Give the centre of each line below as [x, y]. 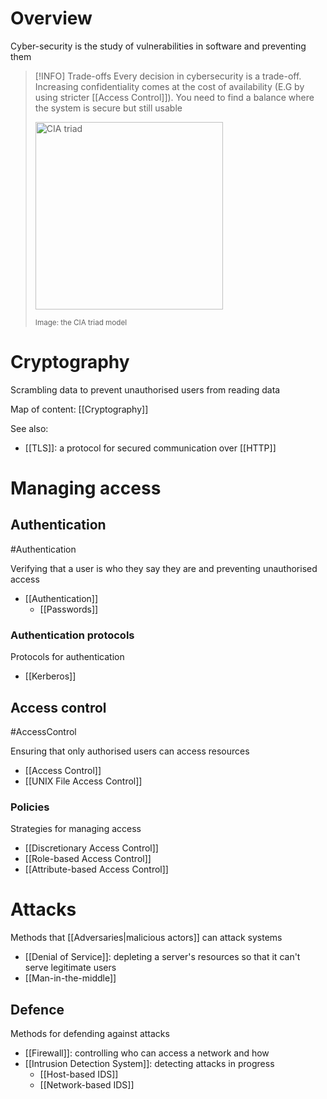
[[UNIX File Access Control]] [83, 781]
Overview [51, 18]
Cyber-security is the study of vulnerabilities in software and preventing [158, 46]
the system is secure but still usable [108, 108]
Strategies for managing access [76, 829]
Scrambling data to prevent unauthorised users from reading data [145, 389]
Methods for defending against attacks [90, 1034]
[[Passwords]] [69, 609]
